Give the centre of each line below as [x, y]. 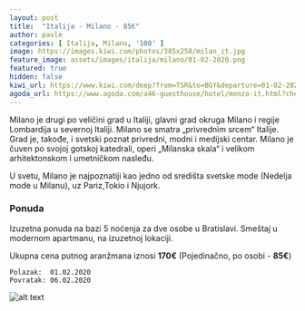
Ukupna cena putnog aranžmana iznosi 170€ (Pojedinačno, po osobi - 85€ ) [151, 256]
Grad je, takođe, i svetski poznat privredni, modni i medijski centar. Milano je [152, 139]
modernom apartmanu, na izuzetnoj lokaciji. [92, 238]
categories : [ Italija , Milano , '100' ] [87, 43]
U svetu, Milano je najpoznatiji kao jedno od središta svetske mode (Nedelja [151, 175]
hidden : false [36, 77]
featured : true [38, 69]
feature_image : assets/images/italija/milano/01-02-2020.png [128, 60]
